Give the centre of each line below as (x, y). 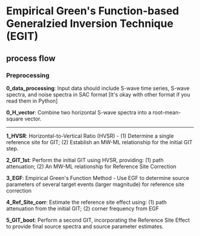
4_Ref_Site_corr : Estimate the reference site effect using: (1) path (87, 202)
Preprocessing (28, 75)
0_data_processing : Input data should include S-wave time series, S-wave (98, 88)
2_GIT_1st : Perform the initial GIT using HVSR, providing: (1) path (85, 160)
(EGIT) (22, 36)
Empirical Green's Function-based (93, 11)
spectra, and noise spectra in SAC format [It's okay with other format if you (98, 94)
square (15, 119)
